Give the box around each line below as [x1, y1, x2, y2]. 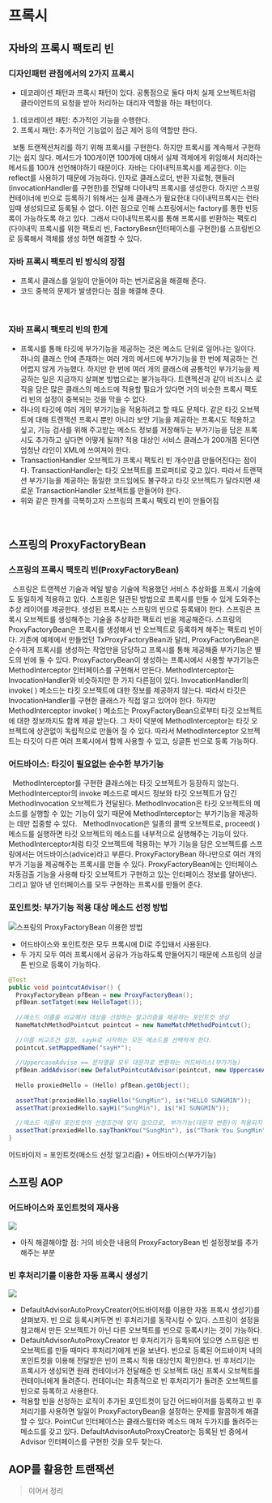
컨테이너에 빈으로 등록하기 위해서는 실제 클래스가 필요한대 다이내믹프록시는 [8, 193, 244, 203]
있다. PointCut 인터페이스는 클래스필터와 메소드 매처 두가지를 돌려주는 [37, 1416, 259, 1426]
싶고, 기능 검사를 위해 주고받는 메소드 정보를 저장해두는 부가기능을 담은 [19, 425, 243, 435]
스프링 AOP [8, 1176, 63, 1190]
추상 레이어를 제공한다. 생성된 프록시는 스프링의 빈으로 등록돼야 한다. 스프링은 [8, 604, 253, 614]
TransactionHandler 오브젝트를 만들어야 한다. [35, 486, 181, 496]
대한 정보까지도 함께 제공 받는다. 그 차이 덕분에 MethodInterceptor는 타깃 [16, 716, 249, 726]
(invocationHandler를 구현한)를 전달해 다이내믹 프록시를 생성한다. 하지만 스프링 [8, 183, 261, 192]
